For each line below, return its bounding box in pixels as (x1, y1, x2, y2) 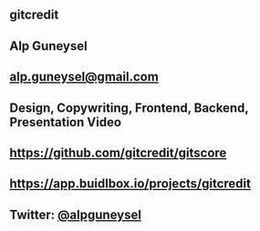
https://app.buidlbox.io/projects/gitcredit (9, 176, 251, 192)
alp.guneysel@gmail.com (9, 69, 160, 85)
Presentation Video (9, 114, 121, 130)
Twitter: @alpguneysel (9, 206, 141, 222)
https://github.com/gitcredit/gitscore (9, 145, 227, 160)
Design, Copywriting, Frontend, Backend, (9, 100, 249, 115)
